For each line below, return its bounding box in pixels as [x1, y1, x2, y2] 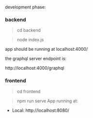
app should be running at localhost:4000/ [5, 46, 88, 52]
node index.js [16, 37, 44, 43]
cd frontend [16, 88, 41, 94]
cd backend [16, 27, 41, 33]
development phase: [5, 4, 46, 10]
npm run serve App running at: [16, 98, 78, 104]
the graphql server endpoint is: [5, 56, 67, 61]
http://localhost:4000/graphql [5, 65, 64, 71]
